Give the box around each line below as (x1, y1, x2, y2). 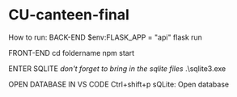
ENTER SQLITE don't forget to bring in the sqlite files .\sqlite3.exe (8, 63, 226, 74)
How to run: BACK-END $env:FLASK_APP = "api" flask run (8, 32, 202, 42)
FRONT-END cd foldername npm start (8, 48, 135, 57)
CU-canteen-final (8, 6, 129, 24)
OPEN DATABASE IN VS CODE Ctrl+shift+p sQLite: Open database (8, 79, 229, 89)
